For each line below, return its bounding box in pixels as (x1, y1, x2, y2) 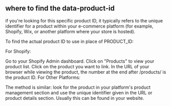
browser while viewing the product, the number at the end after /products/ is (5, 69, 166, 75)
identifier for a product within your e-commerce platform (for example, (5, 23, 154, 29)
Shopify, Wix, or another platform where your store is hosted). (5, 28, 136, 35)
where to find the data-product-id (5, 4, 115, 13)
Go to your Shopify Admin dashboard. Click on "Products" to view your (5, 58, 155, 64)
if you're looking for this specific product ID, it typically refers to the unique (5, 17, 163, 23)
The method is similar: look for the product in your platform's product (5, 84, 151, 90)
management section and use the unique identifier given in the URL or (5, 89, 153, 96)
